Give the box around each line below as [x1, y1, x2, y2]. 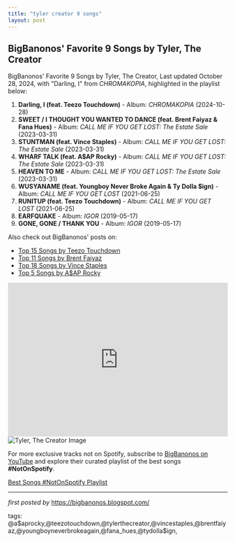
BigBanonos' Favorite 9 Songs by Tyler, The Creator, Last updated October [8, 72, 222, 80]
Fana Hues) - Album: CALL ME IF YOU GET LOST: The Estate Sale [17, 123, 209, 131]
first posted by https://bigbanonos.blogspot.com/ [8, 498, 150, 507]
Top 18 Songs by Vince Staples [17, 262, 107, 270]
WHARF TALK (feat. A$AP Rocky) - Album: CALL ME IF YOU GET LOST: [17, 152, 226, 161]
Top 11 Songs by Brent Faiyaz [17, 254, 103, 262]
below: [8, 87, 27, 95]
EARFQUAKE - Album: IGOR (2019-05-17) [17, 212, 138, 220]
